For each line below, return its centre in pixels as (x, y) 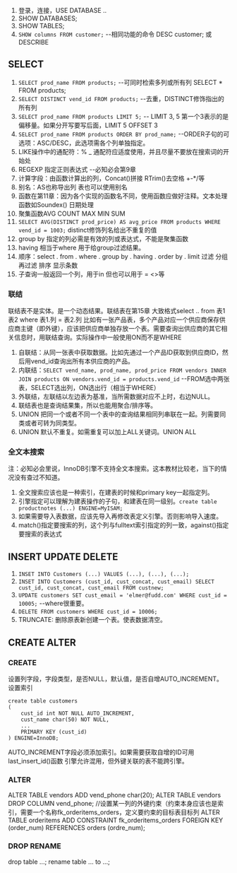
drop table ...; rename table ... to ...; (59, 862)
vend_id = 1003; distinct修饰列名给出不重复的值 (87, 230)
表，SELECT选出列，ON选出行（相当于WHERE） (89, 388)
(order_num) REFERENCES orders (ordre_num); (77, 828)
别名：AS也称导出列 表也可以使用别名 (73, 187)
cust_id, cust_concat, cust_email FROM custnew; (91, 588)
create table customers (43, 701)
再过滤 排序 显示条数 (48, 265)
